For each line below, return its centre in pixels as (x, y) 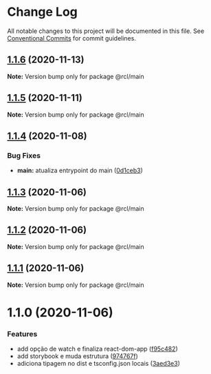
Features (22, 334)
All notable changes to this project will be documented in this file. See (106, 31)
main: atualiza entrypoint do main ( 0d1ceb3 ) (80, 171)
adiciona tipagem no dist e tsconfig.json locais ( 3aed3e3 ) (99, 364)
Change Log (42, 12)
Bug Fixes (24, 155)
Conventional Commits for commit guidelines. (71, 38)
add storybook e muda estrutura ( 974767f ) (78, 356)
